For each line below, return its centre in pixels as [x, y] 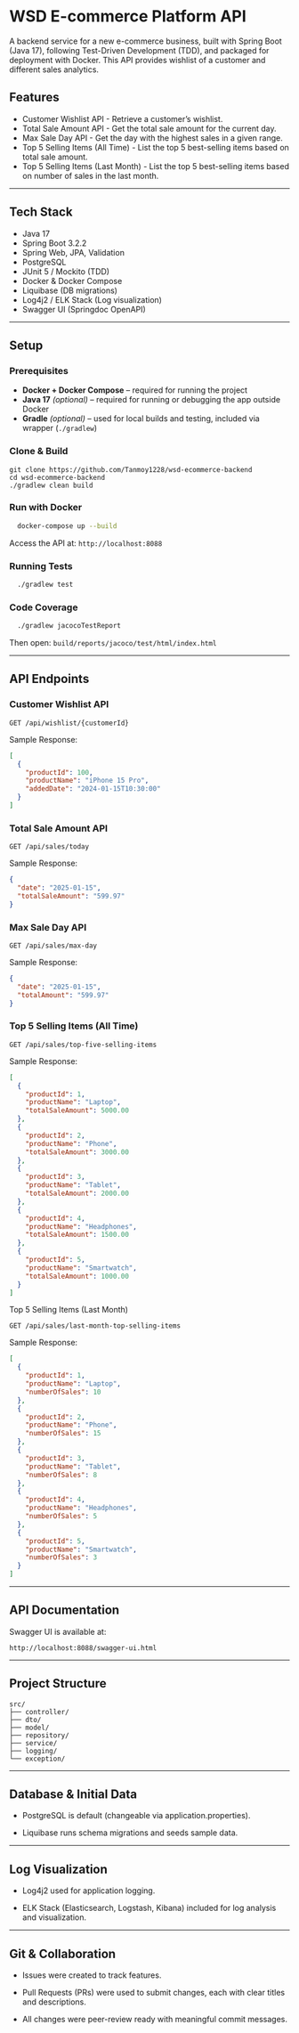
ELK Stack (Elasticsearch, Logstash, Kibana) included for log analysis [149, 1908]
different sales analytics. [54, 69]
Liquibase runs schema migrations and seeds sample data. [130, 1833]
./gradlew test [45, 585]
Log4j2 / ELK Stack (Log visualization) [92, 299]
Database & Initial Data [73, 1795]
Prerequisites [39, 370]
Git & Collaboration [63, 1953]
